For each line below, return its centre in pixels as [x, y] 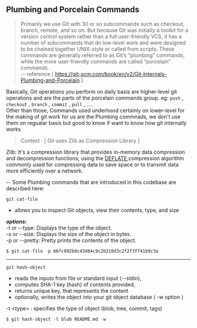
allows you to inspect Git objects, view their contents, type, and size [97, 210]
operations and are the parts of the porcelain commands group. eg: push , [95, 98]
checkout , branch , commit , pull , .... [49, 104]
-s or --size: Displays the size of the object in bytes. [69, 234]
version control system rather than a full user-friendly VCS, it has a [101, 36]
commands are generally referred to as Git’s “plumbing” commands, [102, 55]
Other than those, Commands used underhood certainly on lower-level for [96, 110]
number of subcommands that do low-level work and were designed [103, 42]
